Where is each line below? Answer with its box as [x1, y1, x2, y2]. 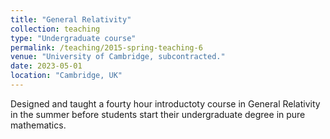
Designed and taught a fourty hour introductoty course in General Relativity [10, 97, 321, 110]
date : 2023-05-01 [10, 61, 83, 71]
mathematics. [10, 119, 67, 131]
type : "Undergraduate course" [10, 33, 137, 43]
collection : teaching [10, 24, 101, 34]
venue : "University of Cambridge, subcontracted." [10, 52, 226, 62]
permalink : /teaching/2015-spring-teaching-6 [10, 42, 203, 53]
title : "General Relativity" [10, 14, 132, 25]
